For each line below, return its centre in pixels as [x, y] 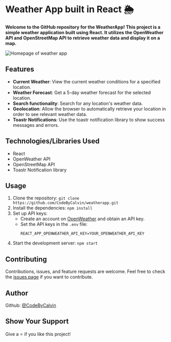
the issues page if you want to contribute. [49, 277]
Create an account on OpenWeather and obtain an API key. [82, 219]
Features [20, 69]
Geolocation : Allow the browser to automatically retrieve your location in [89, 109]
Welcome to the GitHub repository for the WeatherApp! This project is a [83, 27]
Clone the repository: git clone [46, 198]
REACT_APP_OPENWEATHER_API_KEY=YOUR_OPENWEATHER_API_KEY [82, 234]
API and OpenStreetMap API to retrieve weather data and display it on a [83, 38]
